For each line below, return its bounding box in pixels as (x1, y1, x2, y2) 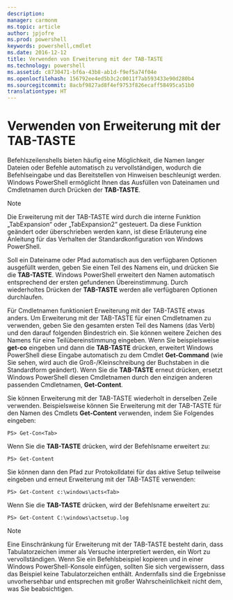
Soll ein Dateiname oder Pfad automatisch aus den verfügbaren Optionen (7, 256, 217, 264)
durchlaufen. (7, 293, 44, 301)
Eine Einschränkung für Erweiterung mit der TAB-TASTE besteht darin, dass (7, 540, 224, 548)
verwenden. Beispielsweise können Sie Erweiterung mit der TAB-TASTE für (7, 402, 222, 410)
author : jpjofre (7, 29, 54, 37)
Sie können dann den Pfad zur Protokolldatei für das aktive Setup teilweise (7, 468, 221, 477)
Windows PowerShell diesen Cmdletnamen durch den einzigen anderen (7, 373, 213, 382)
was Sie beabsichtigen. (7, 585, 74, 593)
